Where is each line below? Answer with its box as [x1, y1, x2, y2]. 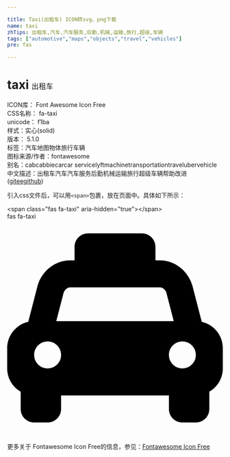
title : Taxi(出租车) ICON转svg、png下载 [7, 16, 117, 23]
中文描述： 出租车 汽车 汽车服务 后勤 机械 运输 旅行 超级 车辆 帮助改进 [7, 169, 187, 178]
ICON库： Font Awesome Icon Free [7, 101, 106, 109]
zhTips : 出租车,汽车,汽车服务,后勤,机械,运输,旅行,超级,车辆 [7, 29, 164, 36]
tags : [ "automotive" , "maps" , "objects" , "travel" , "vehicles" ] [7, 35, 183, 42]
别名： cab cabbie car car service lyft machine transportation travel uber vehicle [7, 161, 218, 169]
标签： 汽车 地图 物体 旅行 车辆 [7, 143, 86, 152]
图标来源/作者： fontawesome [7, 152, 90, 161]
